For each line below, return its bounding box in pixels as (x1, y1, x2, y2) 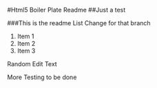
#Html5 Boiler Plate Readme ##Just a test (7, 6, 126, 14)
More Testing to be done (7, 73, 77, 81)
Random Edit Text (7, 60, 57, 68)
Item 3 (17, 47, 36, 55)
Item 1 (17, 32, 34, 40)
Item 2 (17, 40, 36, 47)
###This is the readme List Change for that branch (7, 19, 151, 27)
